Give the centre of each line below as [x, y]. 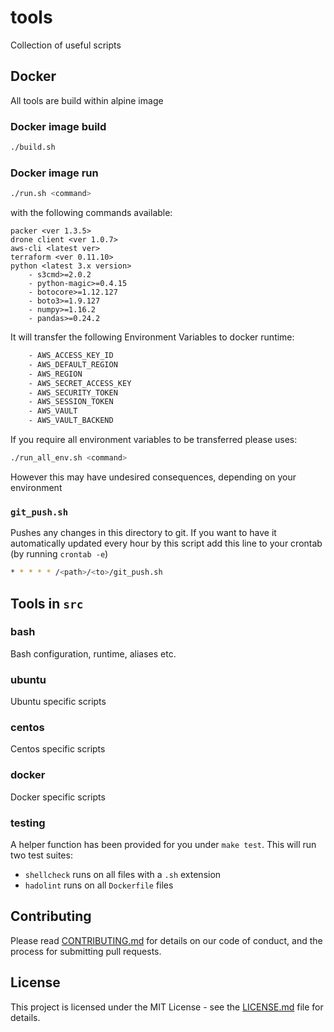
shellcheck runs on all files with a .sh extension [123, 875]
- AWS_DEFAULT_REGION [73, 364]
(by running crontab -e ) [59, 554]
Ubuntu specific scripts [58, 702]
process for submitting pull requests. [86, 951]
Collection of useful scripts [66, 45]
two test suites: [41, 855]
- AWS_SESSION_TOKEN [71, 402]
